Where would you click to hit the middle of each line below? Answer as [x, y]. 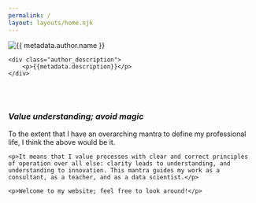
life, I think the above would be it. [62, 142]
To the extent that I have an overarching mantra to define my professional [127, 134]
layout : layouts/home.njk [50, 23]
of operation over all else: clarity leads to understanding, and [119, 163]
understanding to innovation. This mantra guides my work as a [114, 170]
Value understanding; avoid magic [76, 116]
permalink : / [30, 15]
